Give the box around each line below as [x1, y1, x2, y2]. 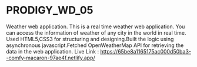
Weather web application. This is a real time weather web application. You [6, 23, 185, 30]
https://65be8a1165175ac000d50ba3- [99, 48, 191, 55]
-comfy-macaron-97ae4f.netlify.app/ [6, 54, 95, 61]
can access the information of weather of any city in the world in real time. [6, 29, 186, 36]
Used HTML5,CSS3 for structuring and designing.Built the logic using [6, 35, 174, 42]
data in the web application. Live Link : [6, 48, 99, 55]
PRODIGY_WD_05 [6, 4, 94, 17]
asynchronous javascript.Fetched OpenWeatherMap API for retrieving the [6, 42, 184, 49]
